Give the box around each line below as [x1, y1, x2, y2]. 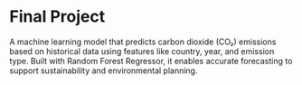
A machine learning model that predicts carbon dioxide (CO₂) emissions [9, 36, 277, 47]
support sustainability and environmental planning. [9, 65, 198, 76]
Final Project [9, 6, 106, 27]
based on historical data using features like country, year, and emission [9, 45, 275, 56]
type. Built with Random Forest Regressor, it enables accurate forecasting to [9, 55, 293, 66]
